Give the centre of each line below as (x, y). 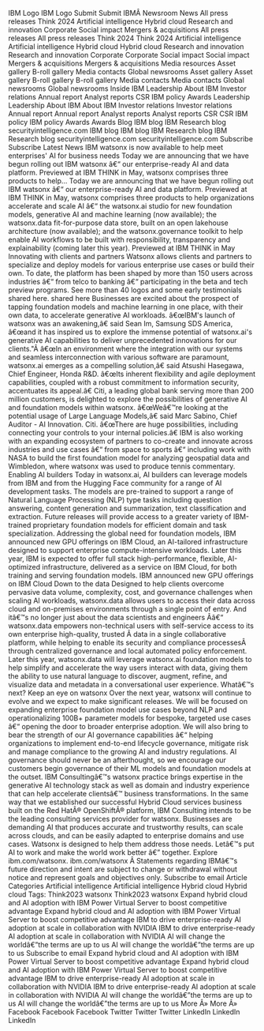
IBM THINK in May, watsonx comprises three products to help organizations (131, 198)
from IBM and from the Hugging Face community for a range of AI (115, 483)
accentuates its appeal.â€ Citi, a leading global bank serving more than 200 (131, 391)
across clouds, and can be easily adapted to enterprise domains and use (126, 835)
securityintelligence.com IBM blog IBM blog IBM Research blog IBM (118, 130)
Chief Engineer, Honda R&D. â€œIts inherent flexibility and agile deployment (132, 374)
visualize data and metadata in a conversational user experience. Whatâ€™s (131, 685)
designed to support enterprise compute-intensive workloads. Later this (125, 550)
